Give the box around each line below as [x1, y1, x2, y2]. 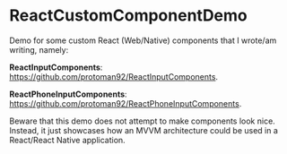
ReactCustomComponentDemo [9, 5, 248, 26]
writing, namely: [9, 44, 69, 55]
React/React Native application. [9, 134, 126, 145]
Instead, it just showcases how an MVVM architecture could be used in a [9, 124, 278, 135]
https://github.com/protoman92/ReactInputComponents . [9, 71, 218, 81]
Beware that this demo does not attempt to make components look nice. [9, 115, 275, 126]
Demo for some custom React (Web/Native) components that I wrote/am [9, 35, 277, 46]
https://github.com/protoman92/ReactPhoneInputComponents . [9, 98, 242, 108]
